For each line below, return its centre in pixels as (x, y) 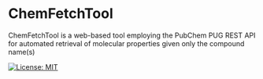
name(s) (22, 52)
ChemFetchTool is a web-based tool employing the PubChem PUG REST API (132, 35)
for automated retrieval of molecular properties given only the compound (126, 43)
